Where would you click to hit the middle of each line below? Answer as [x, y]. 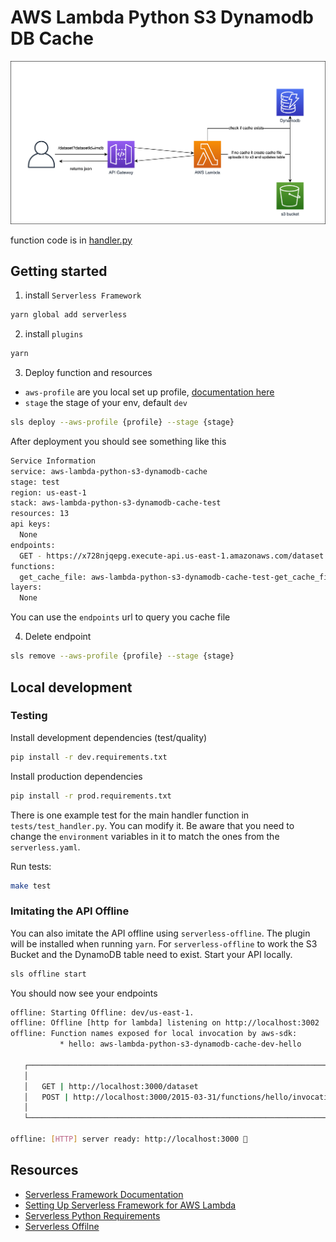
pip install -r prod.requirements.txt [91, 796]
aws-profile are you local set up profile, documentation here [149, 392]
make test [31, 886]
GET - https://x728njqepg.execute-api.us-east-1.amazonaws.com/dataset [172, 556]
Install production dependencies [76, 776]
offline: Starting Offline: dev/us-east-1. [102, 1012]
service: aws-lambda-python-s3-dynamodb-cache [109, 471]
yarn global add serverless [69, 315]
